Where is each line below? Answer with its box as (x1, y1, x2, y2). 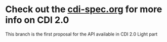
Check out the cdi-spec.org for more (5, 4, 162, 15)
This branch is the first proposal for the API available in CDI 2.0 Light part (5, 31, 158, 37)
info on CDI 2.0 (5, 14, 69, 26)
